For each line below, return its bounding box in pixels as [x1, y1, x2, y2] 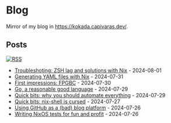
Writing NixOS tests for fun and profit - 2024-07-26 [14, 110, 139, 117]
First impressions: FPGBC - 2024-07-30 [14, 79, 111, 86]
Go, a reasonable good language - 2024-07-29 [14, 86, 128, 93]
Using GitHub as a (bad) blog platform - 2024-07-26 [14, 104, 141, 111]
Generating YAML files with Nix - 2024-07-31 [14, 73, 124, 80]
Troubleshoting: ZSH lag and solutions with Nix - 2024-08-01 [14, 67, 162, 74]
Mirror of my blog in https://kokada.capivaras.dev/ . [6, 23, 128, 30]
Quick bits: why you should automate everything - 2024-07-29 [14, 91, 166, 98]
